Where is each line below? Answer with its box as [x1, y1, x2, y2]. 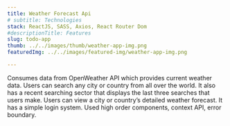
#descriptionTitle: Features [7, 29, 91, 37]
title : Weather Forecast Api [7, 10, 91, 17]
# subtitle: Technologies [7, 17, 82, 24]
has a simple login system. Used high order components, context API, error [7, 103, 222, 111]
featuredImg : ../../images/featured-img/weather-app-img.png [7, 49, 188, 56]
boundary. [7, 110, 37, 118]
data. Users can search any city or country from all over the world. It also [7, 81, 216, 89]
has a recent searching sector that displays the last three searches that [7, 88, 210, 97]
